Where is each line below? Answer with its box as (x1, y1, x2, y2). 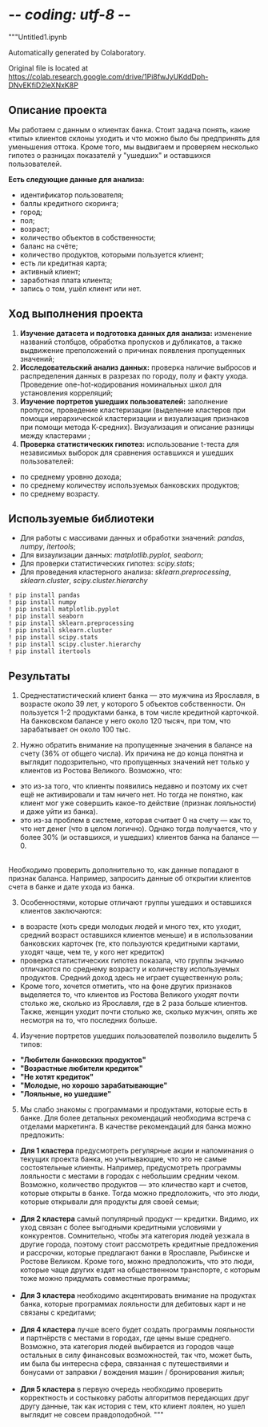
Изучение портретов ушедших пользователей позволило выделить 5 (19, 1031, 258, 1040)
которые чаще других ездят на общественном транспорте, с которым (19, 1265, 261, 1275)
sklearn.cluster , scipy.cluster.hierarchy (19, 576, 148, 586)
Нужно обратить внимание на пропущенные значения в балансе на (19, 740, 254, 750)
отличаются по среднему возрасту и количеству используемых (19, 964, 240, 974)
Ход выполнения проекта (8, 307, 144, 321)
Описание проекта (8, 103, 107, 117)
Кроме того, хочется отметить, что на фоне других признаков (19, 981, 233, 991)
